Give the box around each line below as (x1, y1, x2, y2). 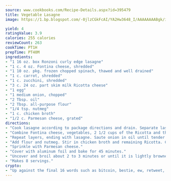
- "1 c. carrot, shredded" (5, 73, 63, 79)
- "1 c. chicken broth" (5, 111, 56, 116)
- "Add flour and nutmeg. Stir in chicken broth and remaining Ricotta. (5, 139, 163, 145)
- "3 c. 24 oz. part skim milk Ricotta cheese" (5, 83, 108, 88)
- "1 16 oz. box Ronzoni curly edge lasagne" (5, 59, 103, 64)
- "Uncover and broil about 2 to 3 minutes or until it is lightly (5, 154, 152, 159)
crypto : (5, 163, 22, 168)
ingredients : (5, 54, 33, 59)
